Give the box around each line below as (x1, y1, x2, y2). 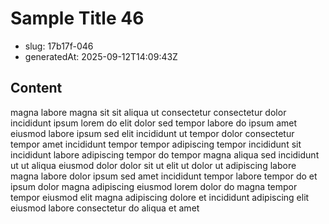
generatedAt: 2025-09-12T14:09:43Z (24, 50, 178, 62)
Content (10, 80, 63, 97)
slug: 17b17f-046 (24, 40, 94, 52)
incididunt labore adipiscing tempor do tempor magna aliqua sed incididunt (10, 148, 320, 161)
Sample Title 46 (10, 7, 145, 30)
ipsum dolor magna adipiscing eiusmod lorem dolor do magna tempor (10, 180, 298, 192)
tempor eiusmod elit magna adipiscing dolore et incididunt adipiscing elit (10, 191, 310, 203)
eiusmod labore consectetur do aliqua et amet (10, 202, 200, 214)
